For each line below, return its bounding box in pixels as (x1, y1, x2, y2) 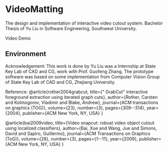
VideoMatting (5, 4, 64, 15)
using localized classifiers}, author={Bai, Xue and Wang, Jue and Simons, (5, 125, 157, 131)
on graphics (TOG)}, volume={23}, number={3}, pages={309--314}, (5, 104, 146, 111)
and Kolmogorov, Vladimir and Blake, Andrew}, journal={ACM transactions (5, 99, 158, 105)
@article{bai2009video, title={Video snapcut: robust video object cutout (5, 119, 154, 126)
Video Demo (5, 35, 31, 41)
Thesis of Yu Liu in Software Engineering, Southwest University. (5, 25, 137, 31)
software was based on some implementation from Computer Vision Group (5, 74, 160, 80)
